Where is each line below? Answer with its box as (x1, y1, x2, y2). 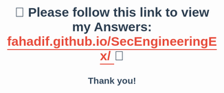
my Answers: (71, 19, 153, 34)
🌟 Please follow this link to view (14, 5, 210, 20)
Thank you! (87, 75, 136, 86)
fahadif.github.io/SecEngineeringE (6, 34, 218, 49)
